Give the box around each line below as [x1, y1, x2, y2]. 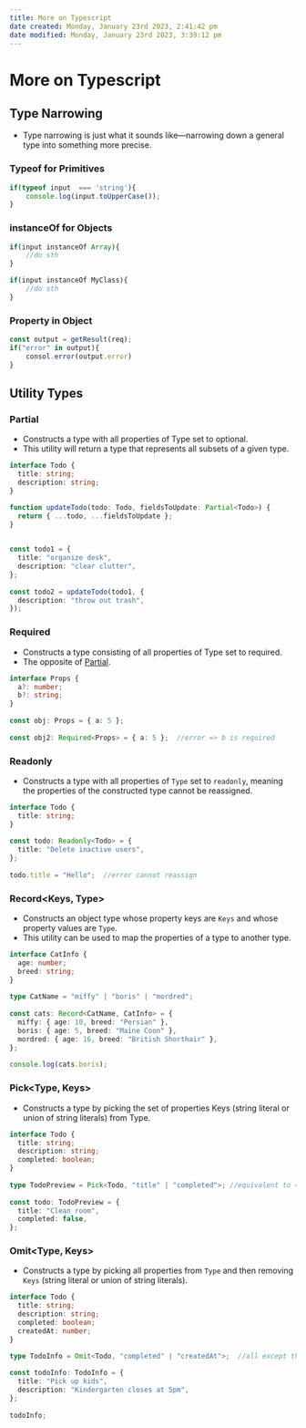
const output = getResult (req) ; [9, 335, 132, 345]
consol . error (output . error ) [25, 352, 132, 361]
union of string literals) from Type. [22, 1112, 151, 1123]
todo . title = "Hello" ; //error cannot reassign [9, 870, 198, 880]
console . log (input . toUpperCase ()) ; [25, 191, 161, 201]
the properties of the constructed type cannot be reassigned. [22, 785, 253, 796]
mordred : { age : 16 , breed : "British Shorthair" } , [17, 1034, 219, 1044]
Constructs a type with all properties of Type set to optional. [22, 434, 249, 445]
